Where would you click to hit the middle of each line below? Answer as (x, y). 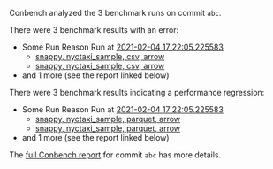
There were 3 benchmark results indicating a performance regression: (137, 92)
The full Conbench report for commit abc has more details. (115, 155)
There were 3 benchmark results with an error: (94, 30)
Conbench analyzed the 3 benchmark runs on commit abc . (115, 13)
